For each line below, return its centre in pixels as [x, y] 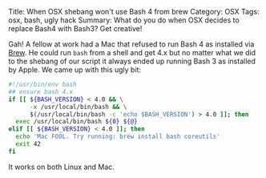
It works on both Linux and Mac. [61, 167]
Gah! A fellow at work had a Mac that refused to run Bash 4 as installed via [131, 44]
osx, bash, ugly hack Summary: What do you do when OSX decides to [124, 20]
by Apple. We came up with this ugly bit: [75, 70]
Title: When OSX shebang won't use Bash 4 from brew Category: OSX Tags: [134, 12]
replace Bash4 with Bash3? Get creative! [75, 28]
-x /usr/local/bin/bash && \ [78, 107]
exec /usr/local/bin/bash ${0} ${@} [77, 122]
